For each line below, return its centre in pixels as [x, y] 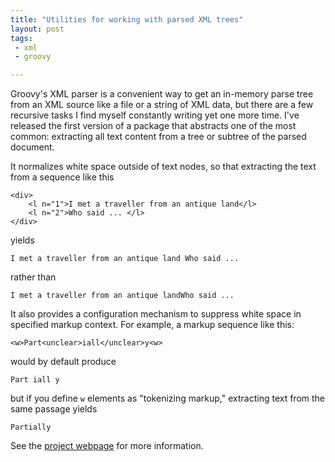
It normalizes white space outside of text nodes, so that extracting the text [163, 167]
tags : [21, 38]
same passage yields [54, 409]
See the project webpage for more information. [107, 446]
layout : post [37, 29]
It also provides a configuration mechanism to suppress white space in [156, 314]
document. [32, 147]
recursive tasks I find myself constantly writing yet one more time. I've [155, 115]
